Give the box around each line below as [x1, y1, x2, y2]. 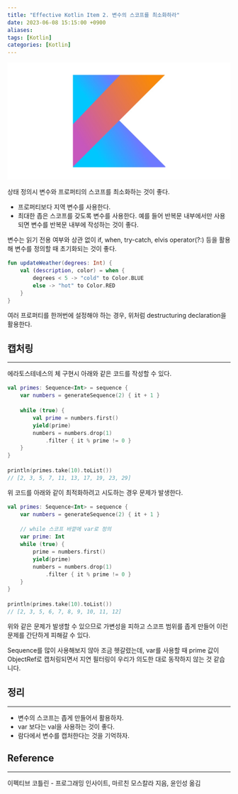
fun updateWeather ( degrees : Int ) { [7, 259, 113, 267]
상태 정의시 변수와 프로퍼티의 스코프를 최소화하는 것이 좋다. [7, 188, 170, 196]
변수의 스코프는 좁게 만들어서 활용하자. [17, 713, 124, 721]
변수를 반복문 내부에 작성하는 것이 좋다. [30, 220, 140, 229]
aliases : [7, 26, 33, 33]
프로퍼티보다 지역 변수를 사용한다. [17, 203, 111, 211]
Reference [7, 752, 55, 764]
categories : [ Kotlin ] [7, 41, 72, 49]
